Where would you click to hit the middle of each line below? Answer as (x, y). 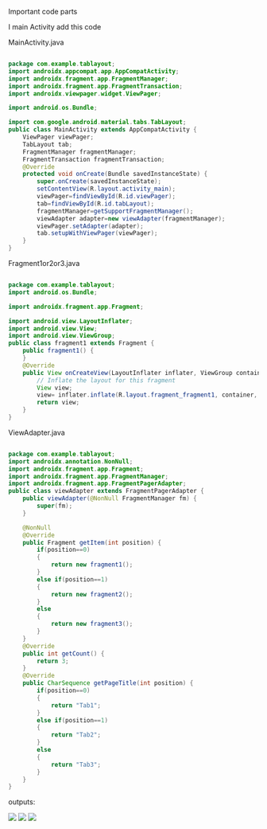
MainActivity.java (36, 42)
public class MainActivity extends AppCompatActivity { (103, 130)
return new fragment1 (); (92, 565)
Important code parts (43, 12)
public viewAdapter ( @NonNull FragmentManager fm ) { (110, 499)
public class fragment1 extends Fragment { (81, 343)
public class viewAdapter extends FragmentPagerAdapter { (106, 491)
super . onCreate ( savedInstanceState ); (99, 182)
